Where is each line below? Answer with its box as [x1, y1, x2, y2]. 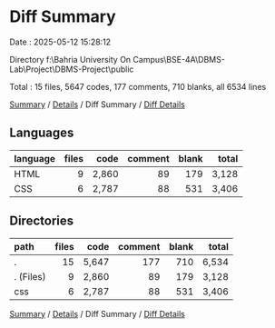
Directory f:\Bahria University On [9, 54, 132, 65]
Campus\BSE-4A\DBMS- [133, 54, 225, 65]
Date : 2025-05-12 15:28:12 [9, 36, 112, 47]
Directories [9, 214, 74, 229]
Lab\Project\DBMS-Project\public [9, 64, 134, 75]
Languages [9, 125, 74, 141]
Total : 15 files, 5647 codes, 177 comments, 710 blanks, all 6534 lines [9, 81, 267, 92]
